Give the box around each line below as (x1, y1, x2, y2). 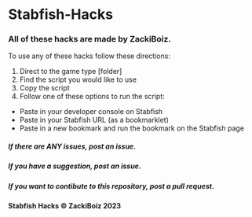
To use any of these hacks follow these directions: (8, 51, 171, 61)
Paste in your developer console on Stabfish (19, 107, 163, 116)
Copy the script (19, 83, 70, 93)
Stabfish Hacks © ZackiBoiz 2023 (8, 201, 122, 211)
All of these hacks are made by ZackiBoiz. (8, 34, 171, 45)
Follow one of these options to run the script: (19, 92, 165, 101)
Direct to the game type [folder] (19, 67, 122, 76)
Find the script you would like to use (19, 75, 137, 84)
